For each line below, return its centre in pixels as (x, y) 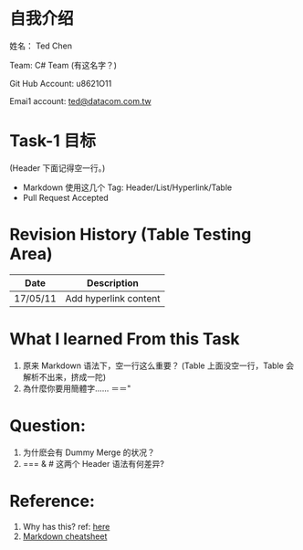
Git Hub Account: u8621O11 (61, 83)
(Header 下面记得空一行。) (57, 168)
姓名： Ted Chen (41, 46)
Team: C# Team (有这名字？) (63, 65)
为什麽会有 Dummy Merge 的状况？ (89, 452)
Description (113, 282)
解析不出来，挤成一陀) (64, 376)
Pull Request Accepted (66, 197)
